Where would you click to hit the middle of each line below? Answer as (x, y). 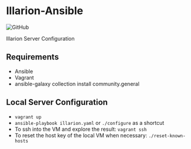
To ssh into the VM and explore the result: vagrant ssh (81, 129)
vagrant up (28, 117)
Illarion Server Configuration (40, 38)
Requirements (32, 57)
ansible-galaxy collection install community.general (77, 84)
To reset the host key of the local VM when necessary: (81, 135)
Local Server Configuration (57, 102)
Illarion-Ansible (45, 11)
